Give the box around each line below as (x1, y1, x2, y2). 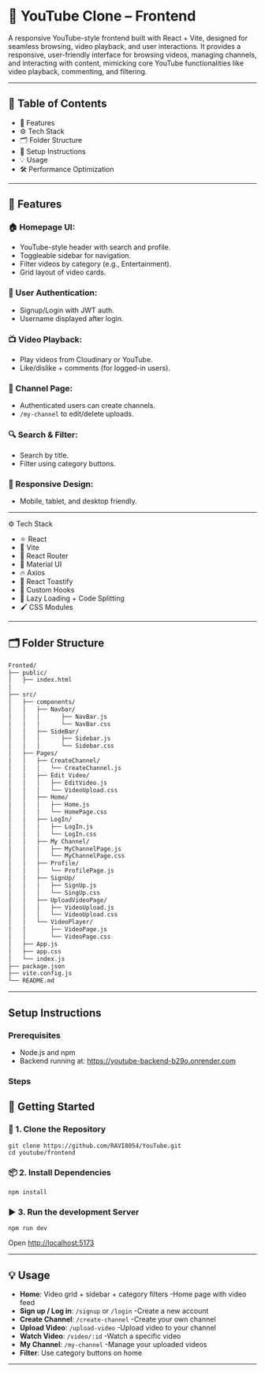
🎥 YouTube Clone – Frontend (8, 7, 196, 25)
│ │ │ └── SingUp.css (8, 889, 101, 896)
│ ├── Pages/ (8, 750, 58, 758)
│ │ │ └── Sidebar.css (8, 742, 114, 750)
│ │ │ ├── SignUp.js (8, 881, 97, 889)
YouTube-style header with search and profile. (19, 242, 171, 252)
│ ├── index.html (8, 676, 73, 684)
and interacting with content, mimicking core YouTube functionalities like (8, 58, 244, 68)
